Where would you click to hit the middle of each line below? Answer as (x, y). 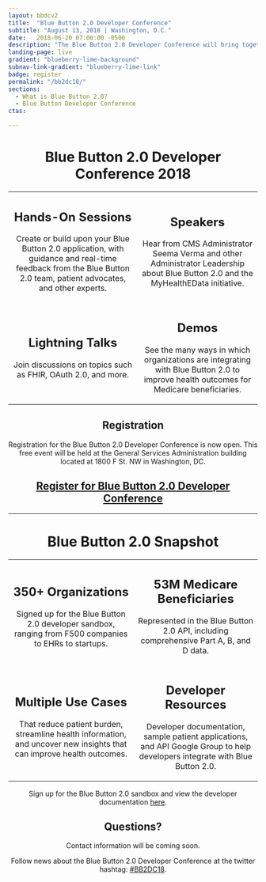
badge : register (35, 74)
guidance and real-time (73, 259)
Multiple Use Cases (71, 702)
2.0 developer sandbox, (71, 623)
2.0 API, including (196, 631)
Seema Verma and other (198, 254)
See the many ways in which (198, 350)
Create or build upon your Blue (73, 239)
